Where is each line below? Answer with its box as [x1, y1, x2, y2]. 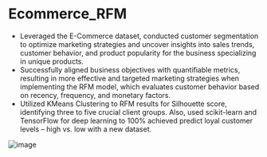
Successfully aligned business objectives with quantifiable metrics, [19, 65, 241, 74]
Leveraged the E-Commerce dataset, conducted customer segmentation [19, 31, 259, 41]
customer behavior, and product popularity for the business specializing [19, 48, 257, 57]
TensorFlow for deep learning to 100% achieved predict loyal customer [19, 116, 253, 125]
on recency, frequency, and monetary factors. [19, 90, 171, 100]
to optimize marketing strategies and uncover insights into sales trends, [19, 39, 255, 49]
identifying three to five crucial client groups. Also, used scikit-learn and [19, 107, 257, 116]
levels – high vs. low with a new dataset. [19, 124, 152, 134]
